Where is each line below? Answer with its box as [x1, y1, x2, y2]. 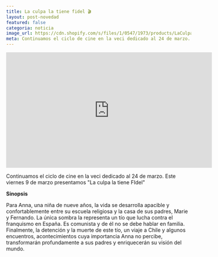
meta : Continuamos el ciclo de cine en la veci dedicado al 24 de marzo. [6, 36, 191, 42]
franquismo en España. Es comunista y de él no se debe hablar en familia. [6, 221, 185, 227]
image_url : [6, 31, 33, 36]
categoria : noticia [6, 25, 54, 31]
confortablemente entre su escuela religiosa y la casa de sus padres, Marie [6, 208, 188, 215]
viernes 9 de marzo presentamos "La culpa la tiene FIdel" [6, 179, 146, 185]
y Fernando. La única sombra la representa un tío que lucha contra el [6, 214, 173, 221]
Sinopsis [6, 190, 28, 197]
